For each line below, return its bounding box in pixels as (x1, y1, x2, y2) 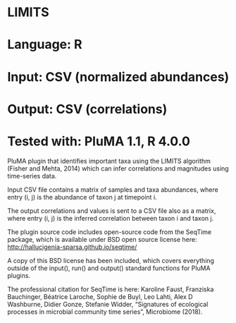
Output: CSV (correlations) (7, 101, 168, 117)
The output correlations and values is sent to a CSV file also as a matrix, (7, 206, 216, 215)
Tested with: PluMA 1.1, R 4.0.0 (7, 133, 190, 149)
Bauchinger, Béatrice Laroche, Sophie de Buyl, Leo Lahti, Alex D (7, 292, 193, 300)
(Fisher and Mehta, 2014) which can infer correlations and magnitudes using (7, 164, 229, 173)
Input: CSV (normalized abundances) (7, 68, 230, 85)
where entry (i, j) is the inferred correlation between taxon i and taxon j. (7, 214, 214, 222)
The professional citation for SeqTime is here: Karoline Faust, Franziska (7, 285, 214, 293)
